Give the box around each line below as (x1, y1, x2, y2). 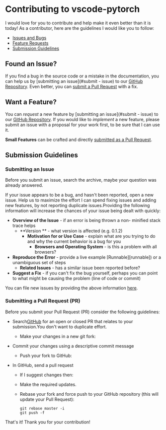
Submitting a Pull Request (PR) (5, 297, 81, 304)
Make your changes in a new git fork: (19, 333, 96, 339)
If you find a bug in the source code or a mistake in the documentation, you (5, 73, 159, 79)
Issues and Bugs (12, 35, 47, 41)
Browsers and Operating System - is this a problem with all (34, 244, 158, 250)
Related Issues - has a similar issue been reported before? (19, 265, 141, 271)
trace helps (12, 222, 36, 229)
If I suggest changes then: (19, 371, 74, 378)
